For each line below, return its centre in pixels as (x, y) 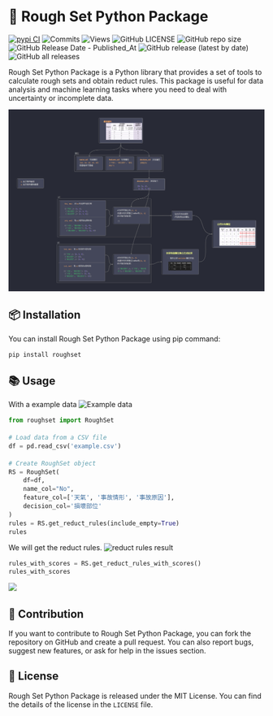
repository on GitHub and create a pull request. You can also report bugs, (131, 642)
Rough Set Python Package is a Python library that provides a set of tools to (135, 72)
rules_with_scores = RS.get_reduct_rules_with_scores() (105, 563)
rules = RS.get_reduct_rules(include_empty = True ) (94, 523)
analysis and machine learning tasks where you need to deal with (118, 89)
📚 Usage (32, 381)
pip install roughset (45, 354)
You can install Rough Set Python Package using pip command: (115, 338)
